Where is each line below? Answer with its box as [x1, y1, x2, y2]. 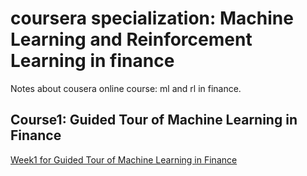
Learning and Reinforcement [10, 28, 253, 51]
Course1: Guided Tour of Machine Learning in [10, 112, 298, 129]
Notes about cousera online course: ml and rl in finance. [10, 82, 242, 94]
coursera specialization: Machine [10, 7, 294, 30]
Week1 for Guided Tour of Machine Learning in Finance [10, 153, 238, 166]
